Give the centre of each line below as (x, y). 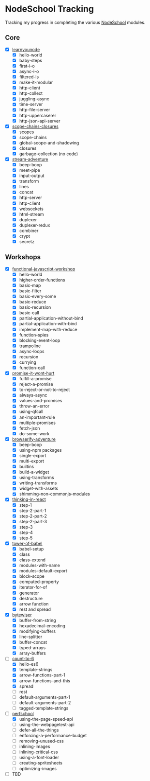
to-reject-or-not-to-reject (45, 390)
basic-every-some (38, 296)
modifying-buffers (37, 631)
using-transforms (37, 478)
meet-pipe (30, 170)
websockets (31, 209)
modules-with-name (40, 566)
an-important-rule (37, 417)
